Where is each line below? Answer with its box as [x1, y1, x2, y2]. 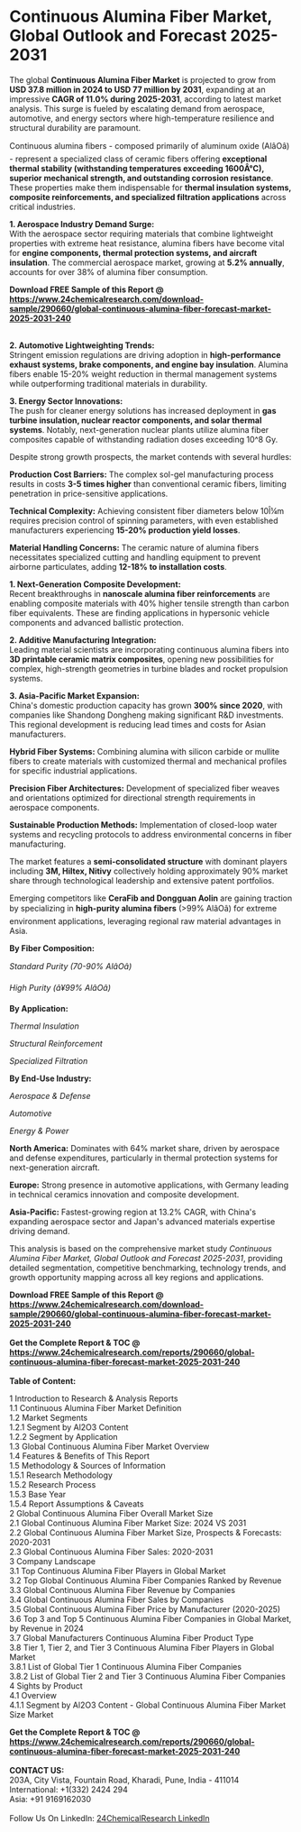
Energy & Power [9, 1125, 69, 1136]
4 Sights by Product [9, 1680, 83, 1691]
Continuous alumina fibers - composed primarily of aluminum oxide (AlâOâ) [9, 140, 290, 151]
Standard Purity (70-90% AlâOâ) [9, 960, 132, 971]
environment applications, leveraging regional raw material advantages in [9, 915, 282, 926]
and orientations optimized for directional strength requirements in [9, 792, 256, 803]
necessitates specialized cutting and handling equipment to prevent [9, 552, 261, 563]
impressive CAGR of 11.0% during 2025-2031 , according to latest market [9, 93, 282, 105]
